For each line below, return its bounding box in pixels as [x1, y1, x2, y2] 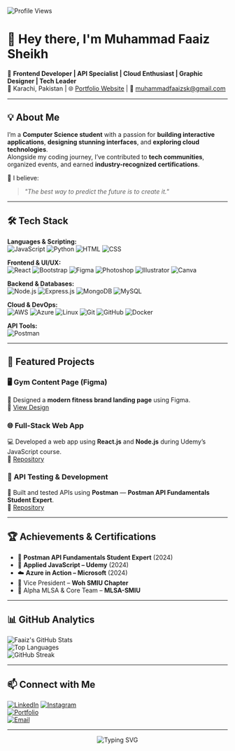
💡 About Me [7, 112, 60, 124]
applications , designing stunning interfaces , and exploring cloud [7, 138, 200, 146]
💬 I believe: [7, 173, 40, 182]
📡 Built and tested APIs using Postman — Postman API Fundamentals [7, 488, 210, 496]
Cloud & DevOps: [7, 300, 58, 309]
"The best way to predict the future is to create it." [24, 187, 169, 196]
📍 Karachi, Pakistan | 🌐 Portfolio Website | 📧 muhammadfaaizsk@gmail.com [7, 84, 226, 93]
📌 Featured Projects [7, 355, 95, 368]
